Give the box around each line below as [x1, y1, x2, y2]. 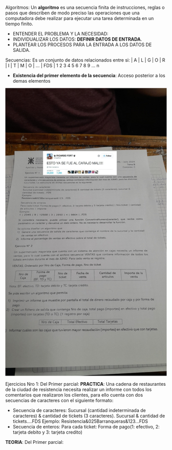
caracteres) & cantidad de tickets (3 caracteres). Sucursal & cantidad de [12, 413, 165, 419]
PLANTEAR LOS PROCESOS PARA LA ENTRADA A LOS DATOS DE [12, 42, 152, 48]
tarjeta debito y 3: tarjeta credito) [12, 429, 83, 435]
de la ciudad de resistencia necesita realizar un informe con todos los [5, 386, 152, 392]
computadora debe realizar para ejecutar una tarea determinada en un [5, 15, 154, 21]
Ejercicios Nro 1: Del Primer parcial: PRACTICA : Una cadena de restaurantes [5, 381, 166, 387]
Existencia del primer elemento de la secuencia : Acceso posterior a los [12, 72, 165, 79]
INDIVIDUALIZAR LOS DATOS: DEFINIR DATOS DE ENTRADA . [12, 36, 142, 42]
